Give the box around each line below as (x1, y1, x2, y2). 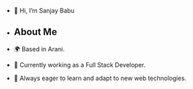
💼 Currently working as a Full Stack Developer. (13, 60, 146, 68)
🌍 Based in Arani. (13, 44, 65, 53)
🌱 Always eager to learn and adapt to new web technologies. (13, 74, 187, 82)
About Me (13, 26, 57, 38)
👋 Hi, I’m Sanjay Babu (13, 7, 74, 14)
